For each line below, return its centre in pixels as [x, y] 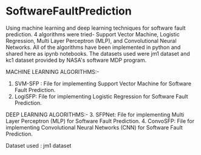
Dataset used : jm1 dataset [39, 145]
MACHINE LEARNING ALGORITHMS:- [53, 71]
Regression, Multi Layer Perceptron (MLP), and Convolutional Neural [91, 41]
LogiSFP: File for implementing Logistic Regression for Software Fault [101, 96]
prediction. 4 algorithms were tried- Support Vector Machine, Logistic [93, 34]
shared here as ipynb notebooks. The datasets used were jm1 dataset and [98, 53]
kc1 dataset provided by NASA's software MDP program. [76, 60]
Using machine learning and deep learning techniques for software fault [96, 28]
